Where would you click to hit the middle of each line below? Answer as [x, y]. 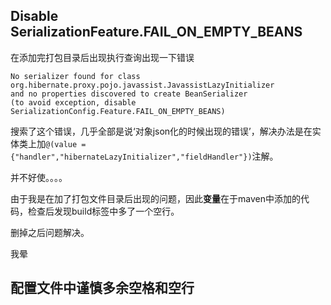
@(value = [66, 144]
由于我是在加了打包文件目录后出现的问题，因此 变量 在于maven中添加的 [155, 198]
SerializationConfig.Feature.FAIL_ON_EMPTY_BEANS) [118, 111]
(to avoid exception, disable [73, 102]
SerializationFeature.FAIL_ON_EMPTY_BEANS [156, 32]
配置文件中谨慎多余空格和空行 [102, 288]
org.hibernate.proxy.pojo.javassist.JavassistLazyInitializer [142, 85]
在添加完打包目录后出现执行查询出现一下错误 [102, 57]
